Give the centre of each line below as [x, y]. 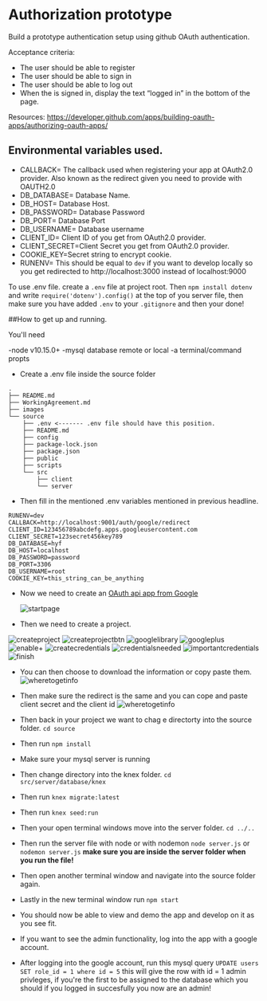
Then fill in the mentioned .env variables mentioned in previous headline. [139, 500]
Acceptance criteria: [42, 52]
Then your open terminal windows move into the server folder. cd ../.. [137, 827]
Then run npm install [55, 744]
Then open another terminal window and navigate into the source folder [137, 875]
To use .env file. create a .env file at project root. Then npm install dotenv [130, 287]
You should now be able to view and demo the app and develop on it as [137, 915]
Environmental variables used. [86, 150]
